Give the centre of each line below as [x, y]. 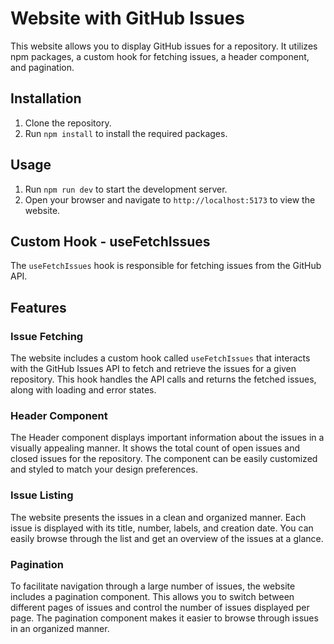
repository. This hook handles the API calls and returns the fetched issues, [163, 379]
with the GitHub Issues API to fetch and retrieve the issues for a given [153, 369]
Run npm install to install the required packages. [126, 133]
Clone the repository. [68, 123]
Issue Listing [42, 495]
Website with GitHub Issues [127, 18]
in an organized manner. [60, 628]
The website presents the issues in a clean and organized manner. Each [158, 517]
